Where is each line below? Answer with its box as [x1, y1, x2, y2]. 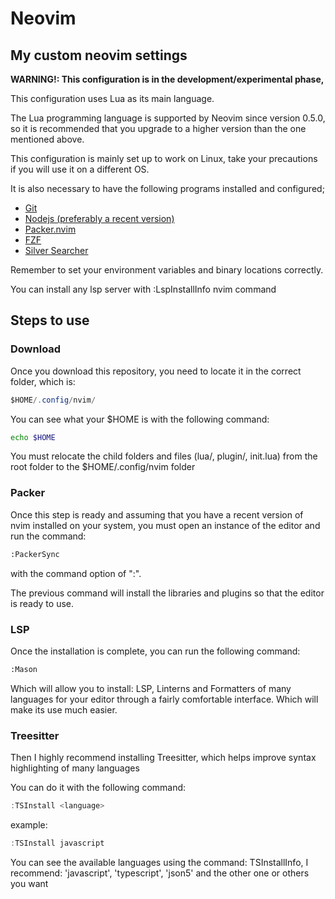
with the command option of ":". [10, 567, 142, 579]
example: [10, 818, 48, 831]
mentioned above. [10, 133, 85, 145]
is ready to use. [10, 597, 75, 609]
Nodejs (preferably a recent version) [24, 213, 175, 224]
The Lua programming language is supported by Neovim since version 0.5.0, [10, 112, 326, 124]
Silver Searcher [24, 245, 89, 256]
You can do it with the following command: [10, 782, 187, 794]
